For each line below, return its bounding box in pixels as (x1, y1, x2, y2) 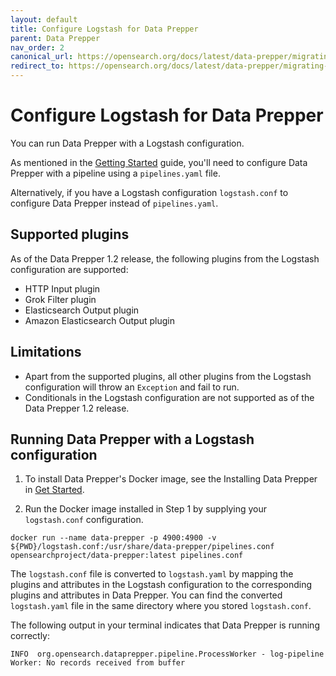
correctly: (10, 630, 51, 642)
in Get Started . (24, 484, 85, 496)
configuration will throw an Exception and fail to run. (24, 381, 240, 393)
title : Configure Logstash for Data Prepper (10, 24, 199, 34)
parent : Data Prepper (10, 33, 101, 43)
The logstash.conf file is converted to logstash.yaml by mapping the (10, 568, 294, 580)
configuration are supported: (10, 263, 129, 275)
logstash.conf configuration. (24, 514, 144, 526)
